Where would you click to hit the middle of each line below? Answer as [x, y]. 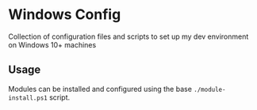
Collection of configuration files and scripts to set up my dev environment [128, 36]
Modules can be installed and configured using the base [100, 89]
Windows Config [65, 15]
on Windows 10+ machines [52, 44]
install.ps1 [28, 98]
